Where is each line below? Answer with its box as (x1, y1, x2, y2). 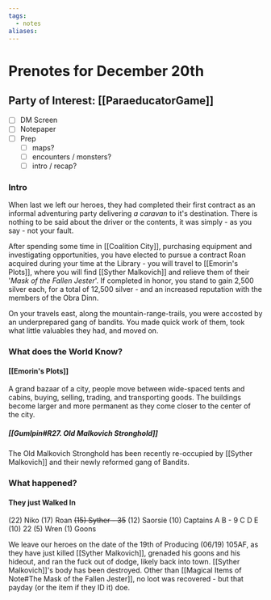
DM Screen (19, 115, 58, 125)
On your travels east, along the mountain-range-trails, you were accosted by (8, 309, 263, 319)
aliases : (8, 27, 38, 35)
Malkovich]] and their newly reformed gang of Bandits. (8, 458, 190, 467)
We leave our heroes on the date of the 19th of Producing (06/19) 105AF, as (8, 539, 259, 550)
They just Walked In (8, 497, 77, 507)
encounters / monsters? (31, 151, 111, 162)
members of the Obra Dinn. (8, 293, 99, 303)
